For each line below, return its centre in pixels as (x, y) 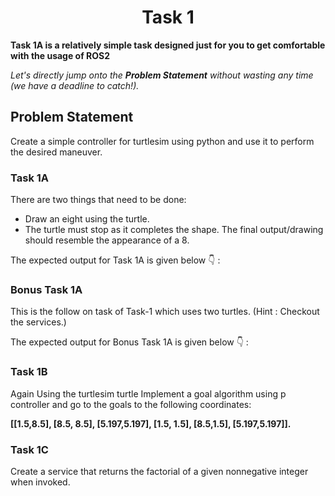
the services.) (38, 322)
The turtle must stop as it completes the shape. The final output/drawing (174, 230)
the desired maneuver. (56, 152)
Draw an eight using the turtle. (87, 219)
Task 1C (29, 449)
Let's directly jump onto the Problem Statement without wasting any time (162, 75)
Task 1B (29, 372)
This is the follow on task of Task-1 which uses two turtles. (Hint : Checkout (165, 312)
